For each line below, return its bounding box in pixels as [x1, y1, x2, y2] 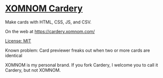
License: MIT [5, 38, 31, 44]
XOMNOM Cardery [5, 3, 83, 14]
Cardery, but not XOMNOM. [5, 67, 61, 73]
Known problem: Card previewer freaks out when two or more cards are [5, 47, 150, 53]
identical [5, 52, 23, 58]
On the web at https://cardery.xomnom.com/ [5, 28, 95, 34]
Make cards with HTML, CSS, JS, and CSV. [5, 19, 92, 25]
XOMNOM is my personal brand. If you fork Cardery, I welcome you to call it [5, 62, 158, 68]
